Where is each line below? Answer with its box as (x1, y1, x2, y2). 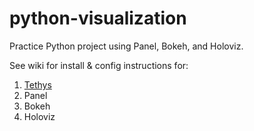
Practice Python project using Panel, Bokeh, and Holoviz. (9, 40, 244, 52)
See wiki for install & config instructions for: (9, 59, 189, 71)
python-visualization (9, 7, 187, 30)
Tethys (23, 78, 52, 91)
